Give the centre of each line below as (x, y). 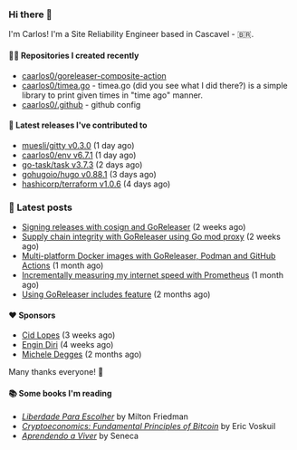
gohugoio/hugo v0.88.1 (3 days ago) (89, 174)
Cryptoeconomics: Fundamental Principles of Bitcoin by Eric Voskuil (148, 426)
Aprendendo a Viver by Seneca (80, 436)
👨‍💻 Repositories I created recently (74, 55)
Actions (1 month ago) (62, 265)
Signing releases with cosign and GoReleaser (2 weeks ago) (134, 227)
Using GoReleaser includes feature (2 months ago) (116, 294)
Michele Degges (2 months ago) (81, 354)
